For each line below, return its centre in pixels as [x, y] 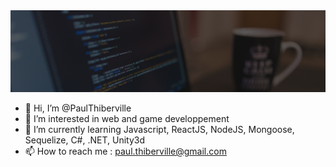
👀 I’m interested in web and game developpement [127, 118]
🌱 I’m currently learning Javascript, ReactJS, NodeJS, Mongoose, [159, 129]
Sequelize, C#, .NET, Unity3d [85, 140]
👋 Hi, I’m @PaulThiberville [78, 108]
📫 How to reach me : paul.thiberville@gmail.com [125, 151]
